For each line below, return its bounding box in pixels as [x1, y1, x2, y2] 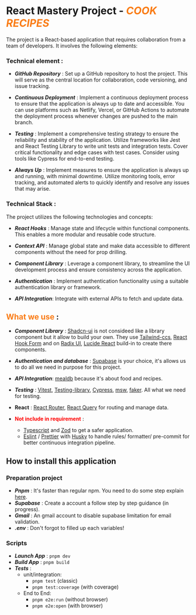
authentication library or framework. [14, 283, 102, 291]
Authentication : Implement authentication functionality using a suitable [14, 277, 189, 284]
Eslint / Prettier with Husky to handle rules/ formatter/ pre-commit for [23, 433, 190, 440]
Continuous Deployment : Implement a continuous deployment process [14, 94, 189, 101]
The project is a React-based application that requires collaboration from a [6, 36, 186, 43]
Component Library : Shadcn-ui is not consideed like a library [14, 327, 165, 335]
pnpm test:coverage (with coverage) [32, 583, 119, 590]
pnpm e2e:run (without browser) [32, 596, 108, 603]
